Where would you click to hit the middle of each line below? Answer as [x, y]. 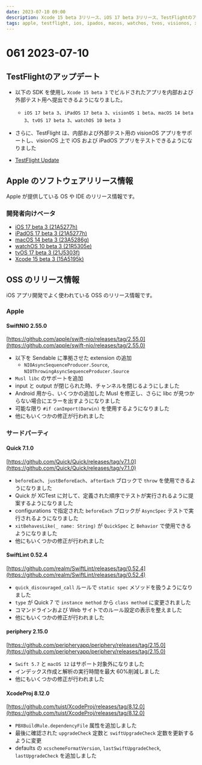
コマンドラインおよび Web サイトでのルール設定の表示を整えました [98, 610]
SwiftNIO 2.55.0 [26, 325]
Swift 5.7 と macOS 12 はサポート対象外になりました [80, 664]
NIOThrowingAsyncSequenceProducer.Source [76, 372]
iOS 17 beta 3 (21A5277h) [46, 227]
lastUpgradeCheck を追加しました [56, 756]
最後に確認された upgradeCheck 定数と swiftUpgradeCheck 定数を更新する [104, 733]
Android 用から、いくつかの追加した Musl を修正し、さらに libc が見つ [102, 394]
